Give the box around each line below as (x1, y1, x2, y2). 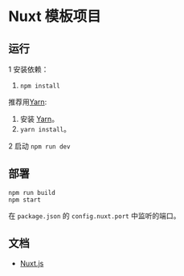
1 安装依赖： (8, 65, 49, 74)
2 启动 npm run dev (8, 141, 71, 151)
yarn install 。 (19, 124, 71, 133)
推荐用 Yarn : (8, 97, 47, 107)
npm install (19, 82, 60, 90)
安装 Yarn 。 (19, 114, 59, 124)
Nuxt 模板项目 (8, 7, 102, 26)
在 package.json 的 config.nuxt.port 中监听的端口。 (8, 210, 181, 221)
